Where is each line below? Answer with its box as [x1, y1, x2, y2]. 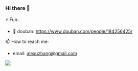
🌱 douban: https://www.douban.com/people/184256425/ [12, 28, 133, 35]
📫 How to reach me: [5, 38, 49, 45]
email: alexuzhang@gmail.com [12, 51, 78, 57]
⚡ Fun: [5, 16, 19, 22]
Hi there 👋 [5, 5, 31, 12]
